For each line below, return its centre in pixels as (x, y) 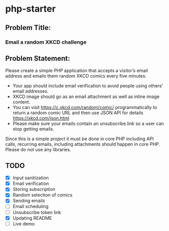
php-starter (31, 9)
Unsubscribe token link (37, 212)
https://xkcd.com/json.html (41, 118)
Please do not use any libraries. (38, 150)
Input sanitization (31, 178)
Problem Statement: (38, 58)
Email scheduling (31, 207)
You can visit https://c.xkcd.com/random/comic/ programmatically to (85, 108)
